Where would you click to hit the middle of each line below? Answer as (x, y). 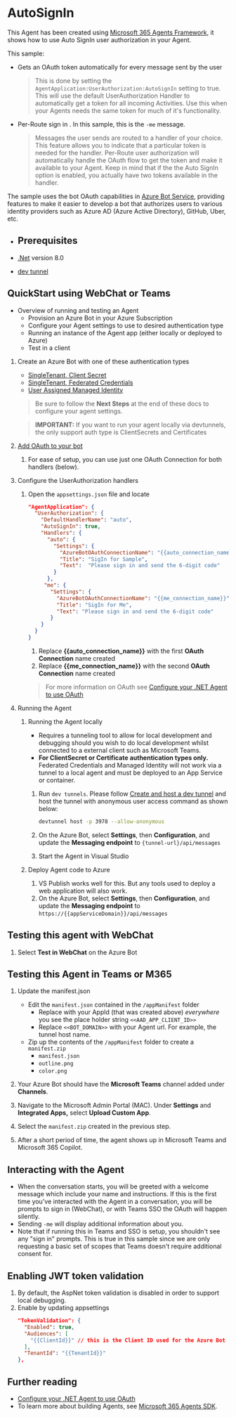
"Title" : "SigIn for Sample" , (104, 559)
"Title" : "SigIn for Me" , (94, 605)
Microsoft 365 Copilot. (50, 1148)
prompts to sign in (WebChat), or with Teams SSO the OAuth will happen (122, 1209)
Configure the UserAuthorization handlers (78, 480)
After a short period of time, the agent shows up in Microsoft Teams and (122, 1140)
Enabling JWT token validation (76, 1276)
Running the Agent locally (65, 721)
